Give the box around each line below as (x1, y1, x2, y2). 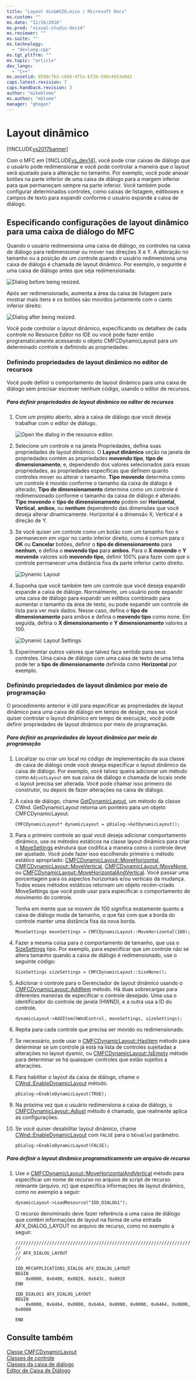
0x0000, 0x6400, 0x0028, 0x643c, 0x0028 (26, 1276, 125, 1282)
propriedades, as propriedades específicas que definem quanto (15, 467, 169, 474)
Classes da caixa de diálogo (6, 1361, 75, 1368)
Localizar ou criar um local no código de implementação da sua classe (15, 755, 185, 762)
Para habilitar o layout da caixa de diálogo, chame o (15, 1073, 139, 1080)
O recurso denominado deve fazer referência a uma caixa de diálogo (15, 1210, 180, 1217)
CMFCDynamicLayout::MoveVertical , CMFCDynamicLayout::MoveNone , (15, 862, 188, 869)
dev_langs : (6, 63, 33, 69)
